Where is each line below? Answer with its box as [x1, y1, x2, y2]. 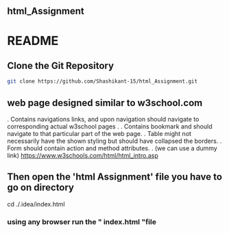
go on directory [7, 182, 74, 193]
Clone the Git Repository [7, 59, 114, 71]
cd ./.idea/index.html [7, 200, 65, 208]
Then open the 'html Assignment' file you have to [7, 171, 223, 183]
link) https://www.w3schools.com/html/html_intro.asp [7, 152, 159, 160]
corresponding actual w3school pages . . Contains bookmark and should [7, 122, 213, 131]
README [7, 33, 59, 49]
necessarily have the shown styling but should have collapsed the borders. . [7, 137, 222, 146]
